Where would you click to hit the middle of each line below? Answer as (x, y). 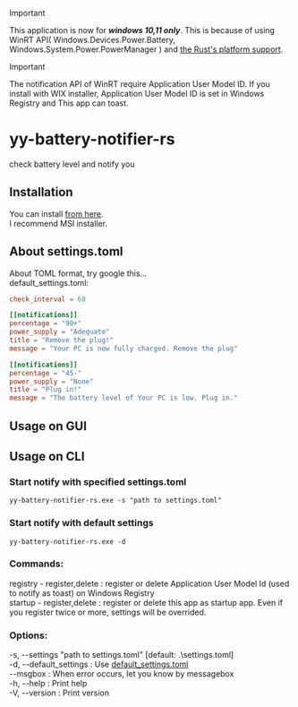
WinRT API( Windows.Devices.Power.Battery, (93, 40)
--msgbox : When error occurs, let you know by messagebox (122, 674)
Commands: (37, 564)
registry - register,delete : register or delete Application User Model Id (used (149, 583)
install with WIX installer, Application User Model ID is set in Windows (137, 94)
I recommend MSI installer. (59, 223)
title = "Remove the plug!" (62, 341)
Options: (29, 635)
